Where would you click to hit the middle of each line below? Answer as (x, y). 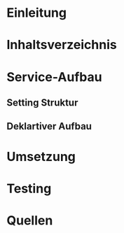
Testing (29, 189)
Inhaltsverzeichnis (62, 45)
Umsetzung (41, 156)
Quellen (30, 220)
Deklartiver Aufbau (49, 126)
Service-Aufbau (54, 77)
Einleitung (37, 13)
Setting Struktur (42, 103)
